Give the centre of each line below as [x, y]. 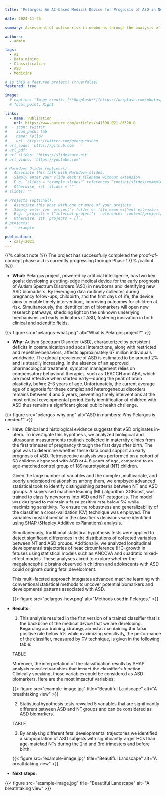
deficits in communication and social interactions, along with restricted [84, 347]
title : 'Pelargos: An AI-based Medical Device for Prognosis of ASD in [80, 10]
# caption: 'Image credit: [37, 100]
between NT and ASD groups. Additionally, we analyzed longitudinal [82, 543]
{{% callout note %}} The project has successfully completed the [72, 255]
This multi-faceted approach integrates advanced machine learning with [86, 579]
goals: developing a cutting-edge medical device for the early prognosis [86, 281]
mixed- [150, 553]
